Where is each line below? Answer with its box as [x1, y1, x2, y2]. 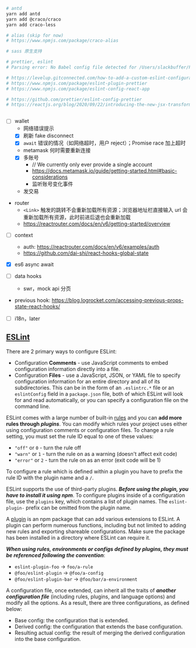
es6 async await [14, 260, 54, 268]
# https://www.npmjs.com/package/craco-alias [6, 38, 118, 44]
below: [6, 605, 22, 612]
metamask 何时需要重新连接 [23, 147, 91, 154]
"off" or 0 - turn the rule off [14, 444, 82, 451]
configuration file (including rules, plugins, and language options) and [6, 593, 176, 600]
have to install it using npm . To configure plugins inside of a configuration [6, 492, 185, 499]
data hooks [14, 272, 42, 279]
